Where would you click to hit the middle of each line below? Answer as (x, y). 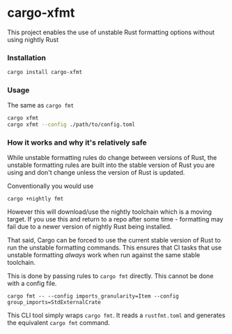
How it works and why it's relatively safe (77, 143)
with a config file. (32, 284)
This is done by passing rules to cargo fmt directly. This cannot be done (110, 276)
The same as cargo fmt (41, 106)
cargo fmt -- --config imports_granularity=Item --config (93, 296)
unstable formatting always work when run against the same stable (104, 255)
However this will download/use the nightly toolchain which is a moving (110, 212)
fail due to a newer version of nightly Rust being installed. (90, 227)
